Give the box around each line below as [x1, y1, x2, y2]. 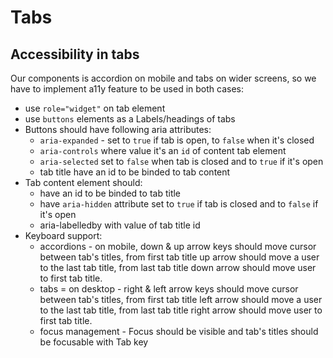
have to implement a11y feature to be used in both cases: [10, 83, 245, 95]
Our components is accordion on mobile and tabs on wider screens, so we [10, 72, 317, 84]
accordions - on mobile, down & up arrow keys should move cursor [39, 241, 317, 252]
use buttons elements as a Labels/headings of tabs [24, 113, 236, 125]
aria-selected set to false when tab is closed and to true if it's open [39, 156, 324, 167]
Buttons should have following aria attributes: [24, 124, 212, 135]
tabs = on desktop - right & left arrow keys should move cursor [39, 283, 299, 295]
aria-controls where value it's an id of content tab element [39, 145, 287, 156]
